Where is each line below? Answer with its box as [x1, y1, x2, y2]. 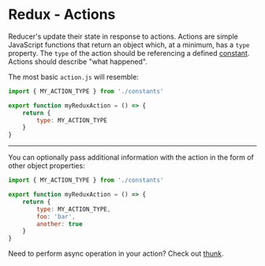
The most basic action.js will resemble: [8, 72, 140, 81]
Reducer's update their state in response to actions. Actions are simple [8, 32, 238, 41]
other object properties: [8, 161, 85, 170]
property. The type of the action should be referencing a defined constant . [8, 48, 250, 58]
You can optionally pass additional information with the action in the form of [8, 152, 254, 163]
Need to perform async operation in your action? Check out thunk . [8, 249, 224, 258]
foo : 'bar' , [36, 212, 77, 220]
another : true [36, 219, 83, 228]
